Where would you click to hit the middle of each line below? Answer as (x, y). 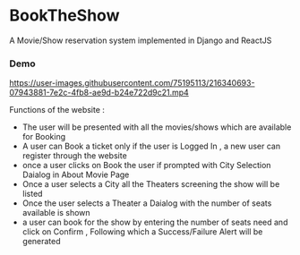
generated (41, 242)
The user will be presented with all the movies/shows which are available (157, 127)
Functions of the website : (57, 110)
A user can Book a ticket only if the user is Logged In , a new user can (151, 146)
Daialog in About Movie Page (76, 174)
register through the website (74, 156)
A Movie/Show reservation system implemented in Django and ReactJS (141, 40)
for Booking (44, 137)
